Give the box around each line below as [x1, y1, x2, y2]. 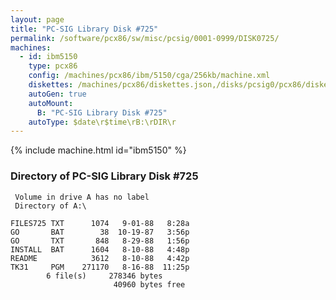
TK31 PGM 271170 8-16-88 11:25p [10, 262, 190, 272]
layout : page [10, 14, 65, 25]
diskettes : [28, 80, 74, 90]
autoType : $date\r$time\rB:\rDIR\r [28, 117, 177, 127]
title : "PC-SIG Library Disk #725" [10, 24, 159, 34]
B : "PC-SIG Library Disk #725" [36, 107, 168, 118]
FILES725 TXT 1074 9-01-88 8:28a [10, 218, 190, 228]
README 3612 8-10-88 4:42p [10, 253, 190, 263]
